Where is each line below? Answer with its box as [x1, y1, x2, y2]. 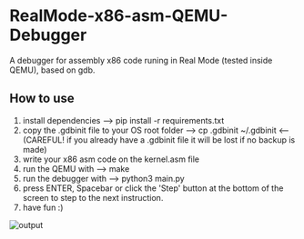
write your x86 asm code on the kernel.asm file [22, 154, 200, 164]
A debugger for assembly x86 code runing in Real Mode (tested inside [9, 55, 273, 65]
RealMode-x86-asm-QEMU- [9, 5, 228, 26]
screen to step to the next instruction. [22, 192, 164, 203]
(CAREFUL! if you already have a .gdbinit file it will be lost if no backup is [22, 134, 296, 145]
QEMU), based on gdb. [9, 65, 96, 75]
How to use [9, 91, 75, 106]
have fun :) [22, 202, 64, 213]
